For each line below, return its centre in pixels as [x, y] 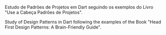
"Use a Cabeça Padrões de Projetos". [44, 12]
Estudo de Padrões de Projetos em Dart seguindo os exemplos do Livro [79, 7]
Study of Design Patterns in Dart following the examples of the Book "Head [83, 22]
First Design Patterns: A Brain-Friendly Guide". [53, 27]
